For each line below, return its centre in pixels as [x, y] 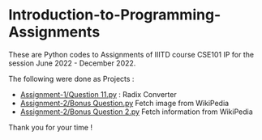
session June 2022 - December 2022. [72, 63]
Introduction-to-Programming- [115, 15]
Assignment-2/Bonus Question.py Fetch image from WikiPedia [125, 103]
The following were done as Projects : [71, 78]
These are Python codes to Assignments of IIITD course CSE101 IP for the [131, 54]
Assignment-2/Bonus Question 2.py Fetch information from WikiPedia [136, 112]
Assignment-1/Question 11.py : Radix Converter [98, 94]
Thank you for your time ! [51, 127]
